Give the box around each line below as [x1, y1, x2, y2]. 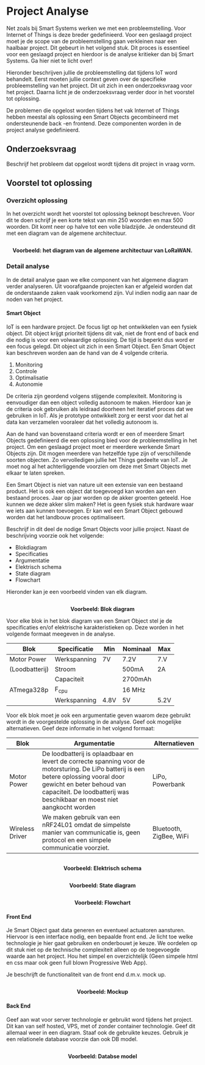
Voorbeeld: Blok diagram [70, 605, 135, 612]
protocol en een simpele [41, 836, 112, 845]
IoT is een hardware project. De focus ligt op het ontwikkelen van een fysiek [6, 323, 197, 330]
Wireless [9, 825, 35, 833]
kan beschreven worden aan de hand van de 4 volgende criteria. [6, 349, 169, 356]
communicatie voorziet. [41, 844, 110, 852]
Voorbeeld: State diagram [69, 882, 136, 889]
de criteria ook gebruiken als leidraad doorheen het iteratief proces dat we [6, 405, 193, 412]
